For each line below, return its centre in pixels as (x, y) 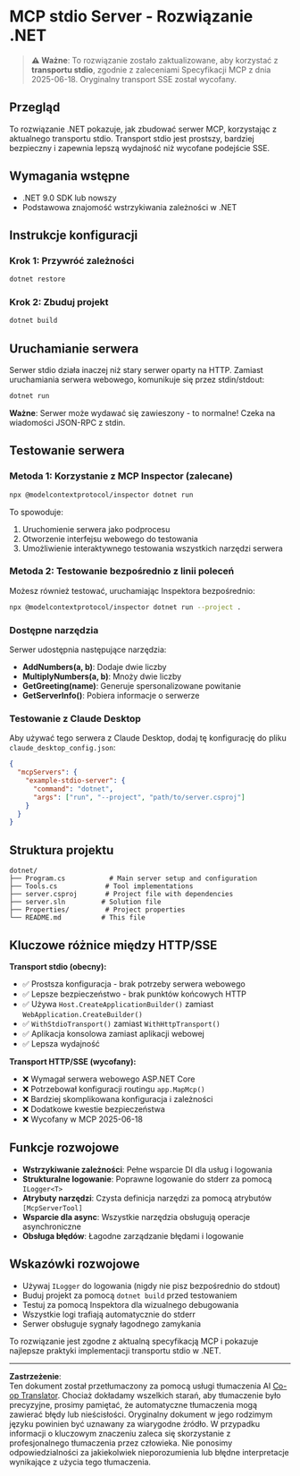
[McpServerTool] (52, 1208)
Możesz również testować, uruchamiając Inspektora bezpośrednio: (133, 590)
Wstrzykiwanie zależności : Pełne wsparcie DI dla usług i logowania (147, 1169)
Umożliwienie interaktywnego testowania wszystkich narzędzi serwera (152, 548)
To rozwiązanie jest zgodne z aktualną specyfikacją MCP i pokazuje (134, 1341)
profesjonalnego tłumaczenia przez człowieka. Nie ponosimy (121, 1443)
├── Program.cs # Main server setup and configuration (133, 878)
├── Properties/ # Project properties (97, 910)
